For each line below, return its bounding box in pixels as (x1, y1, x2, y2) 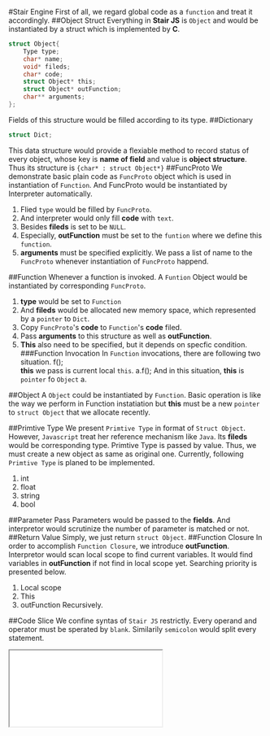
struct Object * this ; (23, 77, 96, 86)
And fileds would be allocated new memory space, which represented (20, 305, 256, 315)
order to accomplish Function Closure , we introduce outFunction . (8, 541, 230, 551)
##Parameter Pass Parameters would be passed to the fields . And (8, 515, 230, 525)
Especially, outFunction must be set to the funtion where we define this (20, 230, 263, 240)
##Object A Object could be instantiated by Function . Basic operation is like (8, 390, 262, 399)
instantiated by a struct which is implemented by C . (8, 24, 181, 33)
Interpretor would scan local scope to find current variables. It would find (8, 549, 254, 560)
